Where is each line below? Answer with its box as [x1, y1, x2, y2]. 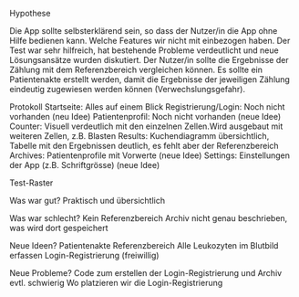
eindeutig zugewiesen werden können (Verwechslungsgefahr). [9, 84, 246, 94]
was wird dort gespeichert [9, 223, 108, 233]
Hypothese [9, 8, 51, 18]
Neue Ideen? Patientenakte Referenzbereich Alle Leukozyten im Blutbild [9, 240, 279, 250]
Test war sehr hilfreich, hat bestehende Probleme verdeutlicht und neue [9, 45, 280, 56]
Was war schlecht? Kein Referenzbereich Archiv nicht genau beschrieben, [9, 213, 288, 223]
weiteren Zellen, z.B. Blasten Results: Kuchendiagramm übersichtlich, [9, 131, 270, 141]
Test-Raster [9, 177, 54, 188]
